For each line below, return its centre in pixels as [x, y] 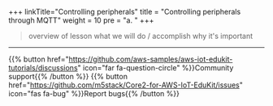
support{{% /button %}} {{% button [68, 76]
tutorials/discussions [43, 68]
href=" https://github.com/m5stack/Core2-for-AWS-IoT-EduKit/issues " [126, 85]
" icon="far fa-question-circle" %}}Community [156, 68]
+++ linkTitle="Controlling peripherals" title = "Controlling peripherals [125, 12]
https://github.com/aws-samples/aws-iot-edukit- [151, 59]
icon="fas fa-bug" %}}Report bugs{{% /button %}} [94, 93]
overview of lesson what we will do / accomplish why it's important [141, 36]
